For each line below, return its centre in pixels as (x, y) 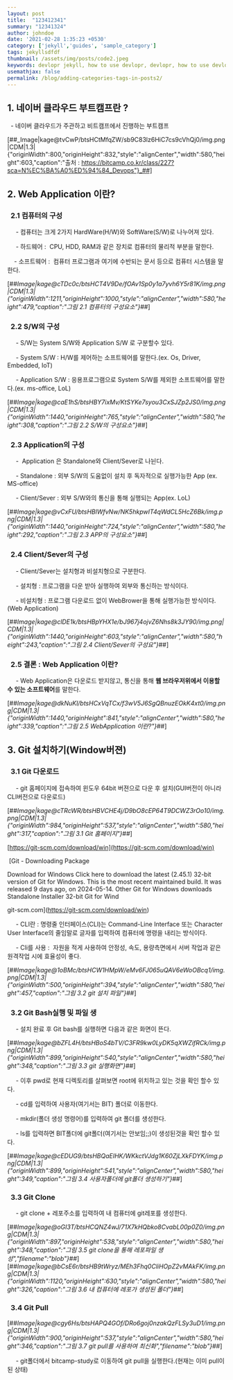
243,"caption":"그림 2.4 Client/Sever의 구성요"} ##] (97, 645)
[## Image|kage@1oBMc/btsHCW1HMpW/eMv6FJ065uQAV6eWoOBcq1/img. (116, 970)
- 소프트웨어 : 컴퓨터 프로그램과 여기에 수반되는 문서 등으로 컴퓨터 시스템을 (115, 261)
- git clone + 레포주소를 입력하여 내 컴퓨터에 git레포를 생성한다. (101, 1213)
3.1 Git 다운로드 (35, 771)
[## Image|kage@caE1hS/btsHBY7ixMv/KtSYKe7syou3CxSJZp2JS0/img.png (116, 402)
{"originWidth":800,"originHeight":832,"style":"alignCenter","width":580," (112, 155)
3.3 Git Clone (33, 1197)
